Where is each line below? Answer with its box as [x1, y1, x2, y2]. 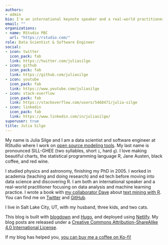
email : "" [5, 21, 26, 26]
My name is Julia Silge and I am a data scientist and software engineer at [5, 137, 156, 143]
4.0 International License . [5, 224, 57, 230]
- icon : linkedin [5, 105, 41, 110]
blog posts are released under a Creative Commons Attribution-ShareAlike [5, 219, 158, 225]
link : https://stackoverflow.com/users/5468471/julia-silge [9, 100, 137, 105]
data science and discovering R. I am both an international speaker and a [5, 178, 155, 185]
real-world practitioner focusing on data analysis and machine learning [5, 184, 151, 190]
